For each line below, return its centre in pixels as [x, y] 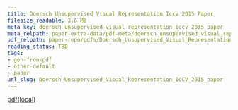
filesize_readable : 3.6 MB [47, 20]
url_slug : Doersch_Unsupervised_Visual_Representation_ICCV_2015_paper [115, 79]
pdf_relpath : [27, 40]
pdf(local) [22, 99]
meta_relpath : [28, 33]
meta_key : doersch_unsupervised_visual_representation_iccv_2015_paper [115, 27]
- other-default [31, 66]
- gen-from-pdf [30, 60]
